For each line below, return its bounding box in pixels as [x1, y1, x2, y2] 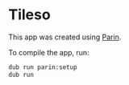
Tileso [8, 6, 51, 24]
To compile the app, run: [8, 47, 90, 57]
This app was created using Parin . [8, 32, 122, 42]
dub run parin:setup [8, 63, 78, 71]
